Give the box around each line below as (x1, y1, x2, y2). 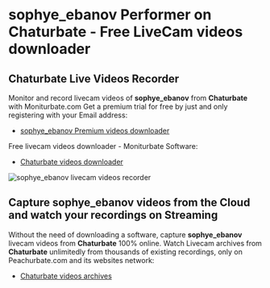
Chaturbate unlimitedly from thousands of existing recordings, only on (8, 247, 243, 257)
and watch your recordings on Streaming (8, 208, 218, 222)
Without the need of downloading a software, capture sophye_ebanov (8, 229, 243, 239)
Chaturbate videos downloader (19, 157, 123, 167)
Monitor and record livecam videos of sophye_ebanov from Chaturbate (8, 93, 248, 102)
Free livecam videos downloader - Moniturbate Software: (8, 142, 198, 150)
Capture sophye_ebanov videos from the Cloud (8, 195, 251, 210)
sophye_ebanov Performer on (8, 6, 212, 24)
